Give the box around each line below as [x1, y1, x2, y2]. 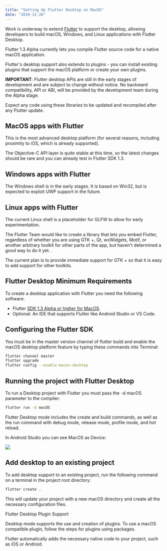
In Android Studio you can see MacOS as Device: [5, 434, 106, 440]
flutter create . [5, 487, 41, 492]
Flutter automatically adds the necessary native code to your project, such [5, 535, 158, 541]
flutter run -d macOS [5, 405, 50, 410]
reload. [5, 425, 20, 431]
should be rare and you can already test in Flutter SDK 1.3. [5, 155, 125, 161]
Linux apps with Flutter [5, 203, 78, 212]
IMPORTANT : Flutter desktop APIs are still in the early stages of [5, 76, 136, 82]
